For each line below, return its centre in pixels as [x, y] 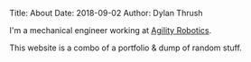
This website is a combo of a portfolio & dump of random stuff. [125, 48]
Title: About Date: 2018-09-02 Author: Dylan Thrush [106, 13]
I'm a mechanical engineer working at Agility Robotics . [111, 30]
